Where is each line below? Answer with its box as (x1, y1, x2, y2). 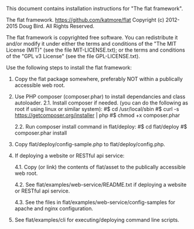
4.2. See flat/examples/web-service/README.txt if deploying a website (14, 181, 187, 188)
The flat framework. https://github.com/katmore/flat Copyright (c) (6, 16, 165, 23)
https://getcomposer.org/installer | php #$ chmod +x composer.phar (14, 112, 181, 119)
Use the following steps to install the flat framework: (6, 64, 132, 71)
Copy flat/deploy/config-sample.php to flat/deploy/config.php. (14, 141, 165, 147)
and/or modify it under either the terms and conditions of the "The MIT (6, 41, 177, 47)
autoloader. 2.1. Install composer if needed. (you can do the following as (14, 99, 189, 106)
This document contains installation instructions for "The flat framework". (6, 5, 183, 12)
